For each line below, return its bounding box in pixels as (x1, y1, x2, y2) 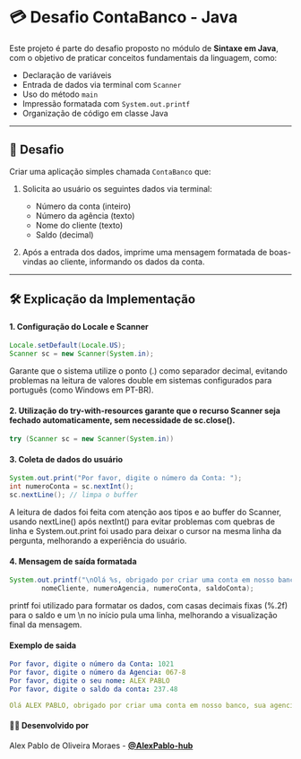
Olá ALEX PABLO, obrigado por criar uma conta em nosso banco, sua (9, 701, 267, 710)
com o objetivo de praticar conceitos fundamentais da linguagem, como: (9, 52, 278, 63)
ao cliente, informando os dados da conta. (48, 256, 205, 267)
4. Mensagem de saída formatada (9, 556, 137, 566)
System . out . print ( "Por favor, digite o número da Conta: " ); (9, 474, 243, 483)
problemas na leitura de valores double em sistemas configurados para (9, 375, 272, 386)
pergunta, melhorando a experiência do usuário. (9, 535, 187, 546)
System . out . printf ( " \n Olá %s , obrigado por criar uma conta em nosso (9, 575, 275, 585)
